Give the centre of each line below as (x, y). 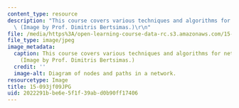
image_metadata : (31, 47)
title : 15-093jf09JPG (39, 87)
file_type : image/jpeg (41, 40)
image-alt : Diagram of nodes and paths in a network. (95, 73)
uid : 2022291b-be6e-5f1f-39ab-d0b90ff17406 (73, 93)
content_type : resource (43, 14)
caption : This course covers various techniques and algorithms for (117, 54)
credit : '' (30, 67)
